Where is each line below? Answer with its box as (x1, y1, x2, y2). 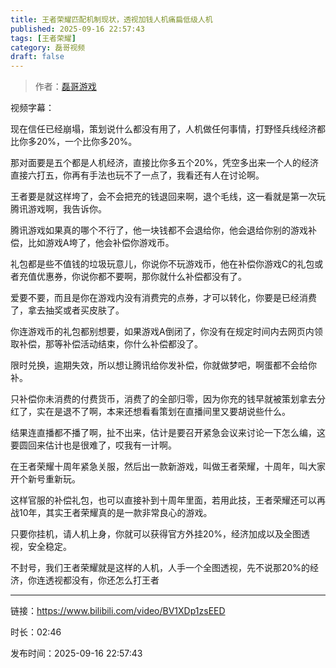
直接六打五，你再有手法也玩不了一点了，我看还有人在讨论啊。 (10, 169, 265, 181)
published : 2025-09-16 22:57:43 (10, 24, 145, 34)
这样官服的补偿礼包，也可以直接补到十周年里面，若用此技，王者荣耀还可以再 (10, 494, 326, 506)
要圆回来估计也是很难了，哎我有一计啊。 (10, 439, 177, 451)
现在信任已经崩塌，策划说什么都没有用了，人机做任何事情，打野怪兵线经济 (10, 123, 317, 135)
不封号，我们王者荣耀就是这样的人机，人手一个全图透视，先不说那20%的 (10, 562, 311, 574)
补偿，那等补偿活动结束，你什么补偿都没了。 (18, 338, 203, 350)
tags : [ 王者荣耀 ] (10, 33, 77, 43)
